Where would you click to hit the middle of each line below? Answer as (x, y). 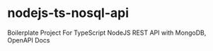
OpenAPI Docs (29, 40)
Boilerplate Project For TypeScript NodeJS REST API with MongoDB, (107, 33)
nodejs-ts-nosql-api (68, 13)
